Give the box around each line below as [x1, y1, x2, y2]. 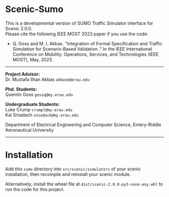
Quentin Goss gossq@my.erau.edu [5, 91, 73, 97]
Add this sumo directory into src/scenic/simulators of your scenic [5, 166, 141, 172]
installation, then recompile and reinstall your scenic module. [5, 171, 131, 177]
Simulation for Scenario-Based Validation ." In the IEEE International [12, 46, 152, 52]
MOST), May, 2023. [12, 56, 53, 62]
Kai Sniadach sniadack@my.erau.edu [5, 112, 79, 118]
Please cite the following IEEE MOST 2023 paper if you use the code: [5, 31, 148, 37]
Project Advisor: [5, 71, 40, 77]
